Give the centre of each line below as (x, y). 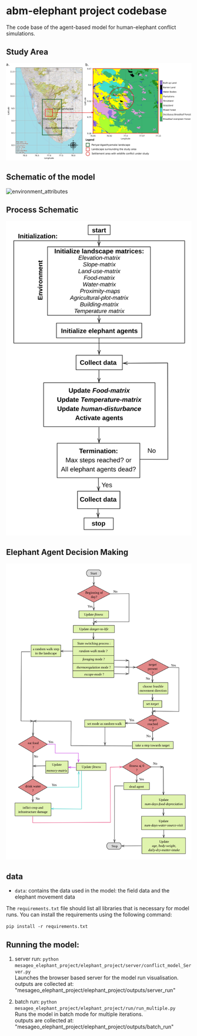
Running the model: (43, 945)
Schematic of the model (51, 177)
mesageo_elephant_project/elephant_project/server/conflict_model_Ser (103, 966)
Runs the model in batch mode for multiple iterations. (79, 1014)
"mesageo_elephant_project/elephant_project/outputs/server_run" (95, 991)
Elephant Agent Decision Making (67, 552)
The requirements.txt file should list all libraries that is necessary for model (98, 908)
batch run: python (36, 1002)
